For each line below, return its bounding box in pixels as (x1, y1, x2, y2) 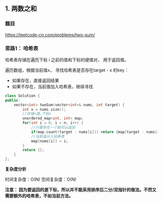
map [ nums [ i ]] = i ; (31, 138, 68, 144)
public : (5, 98, 21, 103)
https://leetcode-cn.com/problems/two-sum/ (5, 32, 95, 37)
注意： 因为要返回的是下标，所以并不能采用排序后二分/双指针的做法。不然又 (5, 187, 157, 193)
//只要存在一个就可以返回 (31, 125, 76, 130)
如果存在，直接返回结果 (12, 77, 59, 83)
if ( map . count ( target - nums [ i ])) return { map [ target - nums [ (31, 129, 158, 134)
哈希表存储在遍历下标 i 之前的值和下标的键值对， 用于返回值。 (5, 56, 129, 62)
